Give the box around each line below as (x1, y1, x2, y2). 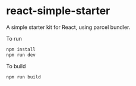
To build (6, 62, 26, 70)
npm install (6, 46, 36, 52)
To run (6, 35, 23, 42)
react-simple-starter (6, 4, 110, 18)
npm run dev (6, 52, 36, 58)
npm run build (6, 74, 42, 80)
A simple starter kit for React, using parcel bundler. (6, 24, 131, 31)
